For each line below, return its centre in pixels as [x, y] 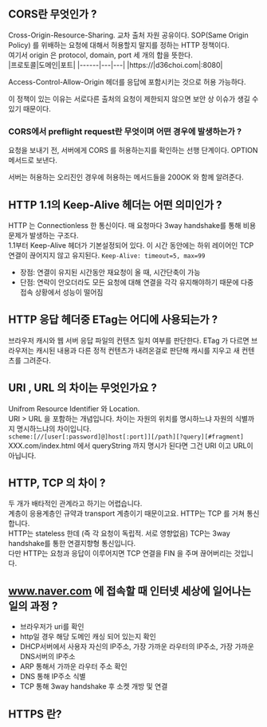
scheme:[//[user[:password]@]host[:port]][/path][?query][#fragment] [126, 437]
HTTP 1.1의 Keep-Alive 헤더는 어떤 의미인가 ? [115, 204]
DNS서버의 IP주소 [47, 657]
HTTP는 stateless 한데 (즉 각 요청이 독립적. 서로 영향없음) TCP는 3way [120, 533]
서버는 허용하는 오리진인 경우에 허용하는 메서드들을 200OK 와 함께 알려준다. [126, 177]
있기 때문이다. [30, 108]
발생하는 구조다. [54, 235]
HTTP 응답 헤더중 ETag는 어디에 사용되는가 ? [113, 320]
